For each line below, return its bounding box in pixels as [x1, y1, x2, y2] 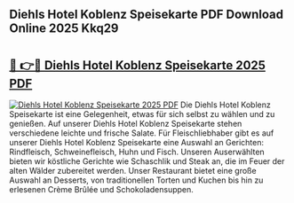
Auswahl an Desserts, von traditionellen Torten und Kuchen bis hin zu [9, 175, 264, 185]
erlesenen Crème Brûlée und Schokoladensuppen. [9, 184, 194, 194]
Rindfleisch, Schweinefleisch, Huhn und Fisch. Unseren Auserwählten [9, 146, 265, 157]
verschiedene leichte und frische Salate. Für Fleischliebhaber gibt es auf [9, 128, 274, 138]
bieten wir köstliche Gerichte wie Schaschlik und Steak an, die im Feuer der [9, 156, 285, 167]
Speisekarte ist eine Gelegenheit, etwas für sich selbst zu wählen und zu [9, 109, 275, 119]
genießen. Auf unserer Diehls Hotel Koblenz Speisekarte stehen [9, 119, 242, 129]
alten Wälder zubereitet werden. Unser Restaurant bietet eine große [9, 166, 257, 176]
